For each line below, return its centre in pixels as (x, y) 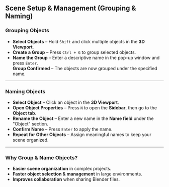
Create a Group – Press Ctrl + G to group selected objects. (74, 52)
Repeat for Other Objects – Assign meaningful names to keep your (82, 134)
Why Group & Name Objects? (41, 157)
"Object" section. (30, 123)
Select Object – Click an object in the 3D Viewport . (66, 102)
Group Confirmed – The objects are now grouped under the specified (85, 68)
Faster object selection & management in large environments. (77, 174)
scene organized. (30, 140)
